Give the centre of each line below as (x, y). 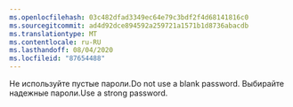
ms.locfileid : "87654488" (57, 58)
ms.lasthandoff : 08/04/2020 (61, 50)
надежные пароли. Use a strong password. (89, 93)
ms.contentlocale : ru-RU (55, 42)
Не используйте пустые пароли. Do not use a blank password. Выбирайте (147, 84)
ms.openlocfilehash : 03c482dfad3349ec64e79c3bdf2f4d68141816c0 (129, 17)
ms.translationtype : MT (53, 34)
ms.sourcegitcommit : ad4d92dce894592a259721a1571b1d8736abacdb (129, 26)
